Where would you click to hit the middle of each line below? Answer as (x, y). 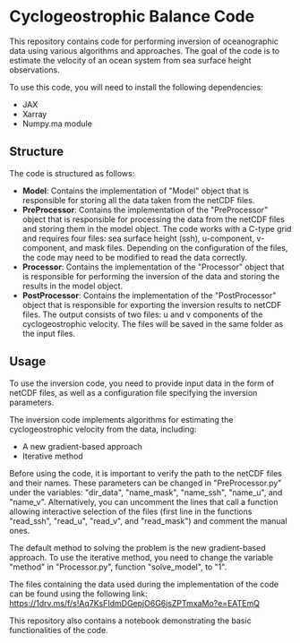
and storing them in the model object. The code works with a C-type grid (157, 228)
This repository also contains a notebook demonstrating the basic (131, 621)
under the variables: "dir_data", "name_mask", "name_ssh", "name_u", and (146, 492)
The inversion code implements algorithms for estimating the (121, 419)
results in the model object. (73, 286)
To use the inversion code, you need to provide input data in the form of (142, 383)
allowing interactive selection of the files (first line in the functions (131, 511)
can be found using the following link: (78, 594)
